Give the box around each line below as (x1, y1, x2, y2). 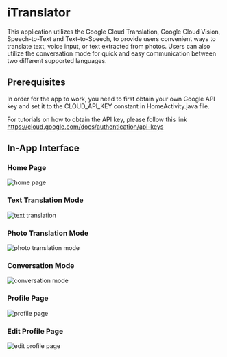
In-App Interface (7, 143, 80, 154)
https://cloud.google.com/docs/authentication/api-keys (7, 122, 164, 131)
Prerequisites (7, 77, 66, 88)
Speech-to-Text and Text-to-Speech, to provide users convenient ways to (7, 34, 216, 42)
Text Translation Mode (7, 195, 84, 205)
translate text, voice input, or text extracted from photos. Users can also (7, 42, 211, 50)
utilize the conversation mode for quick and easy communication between (7, 49, 217, 58)
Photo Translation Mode (7, 228, 89, 238)
